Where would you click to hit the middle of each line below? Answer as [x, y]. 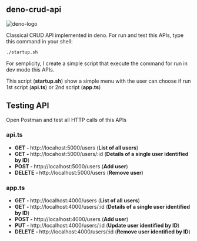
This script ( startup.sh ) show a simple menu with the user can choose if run [98, 81]
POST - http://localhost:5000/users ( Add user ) [71, 166]
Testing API [28, 106]
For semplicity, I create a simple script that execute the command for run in [97, 63]
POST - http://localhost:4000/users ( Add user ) [71, 219]
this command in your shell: [39, 41]
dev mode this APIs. [30, 69]
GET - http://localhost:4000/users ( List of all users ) [77, 201]
